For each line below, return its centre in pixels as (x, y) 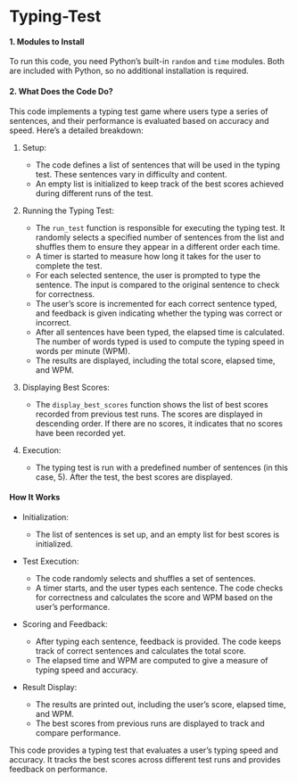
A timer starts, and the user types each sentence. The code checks (159, 588)
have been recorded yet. (81, 433)
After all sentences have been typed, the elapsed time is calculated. (160, 332)
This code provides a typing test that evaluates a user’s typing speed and (144, 750)
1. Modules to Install (47, 41)
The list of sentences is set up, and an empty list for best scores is (157, 534)
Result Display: (49, 687)
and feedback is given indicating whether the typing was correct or (159, 313)
